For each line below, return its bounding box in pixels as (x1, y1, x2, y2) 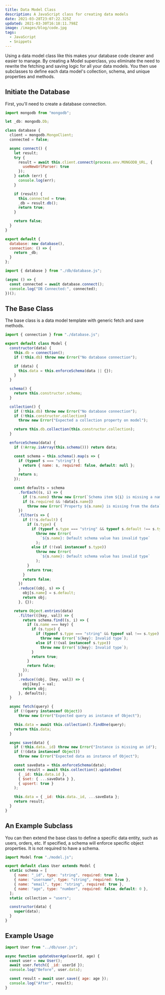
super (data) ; (14, 909, 41, 914)
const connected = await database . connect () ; (9, 282, 105, 286)
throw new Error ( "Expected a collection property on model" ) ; (18, 418, 148, 423)
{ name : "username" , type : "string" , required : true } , (14, 878, 131, 882)
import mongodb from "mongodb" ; (5, 110, 71, 115)
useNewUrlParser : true (23, 164, 69, 170)
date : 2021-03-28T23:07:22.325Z (5, 16, 71, 21)
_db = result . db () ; (18, 200, 58, 205)
